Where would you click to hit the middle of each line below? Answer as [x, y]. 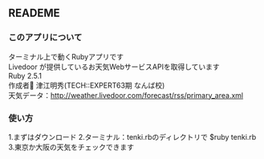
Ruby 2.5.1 [25, 75]
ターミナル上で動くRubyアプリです [66, 56]
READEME [34, 13]
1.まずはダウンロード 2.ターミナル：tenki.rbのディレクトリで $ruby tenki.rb [132, 137]
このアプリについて [45, 38]
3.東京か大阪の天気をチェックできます [71, 147]
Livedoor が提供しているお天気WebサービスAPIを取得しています [114, 67]
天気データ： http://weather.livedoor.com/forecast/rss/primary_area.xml [126, 95]
